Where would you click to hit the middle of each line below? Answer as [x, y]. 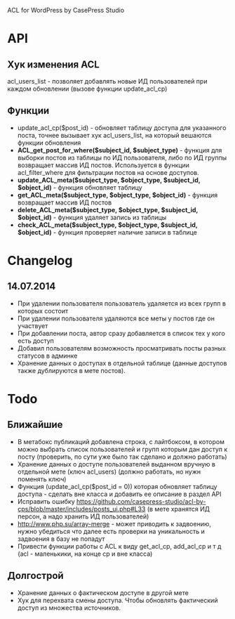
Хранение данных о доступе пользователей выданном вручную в [116, 464]
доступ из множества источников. [69, 608]
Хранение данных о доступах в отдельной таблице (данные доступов [122, 363]
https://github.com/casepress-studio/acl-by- [141, 501]
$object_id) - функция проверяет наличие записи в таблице [107, 232]
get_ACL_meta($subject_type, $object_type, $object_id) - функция [117, 195]
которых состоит [43, 311]
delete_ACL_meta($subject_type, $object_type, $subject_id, [108, 209]
